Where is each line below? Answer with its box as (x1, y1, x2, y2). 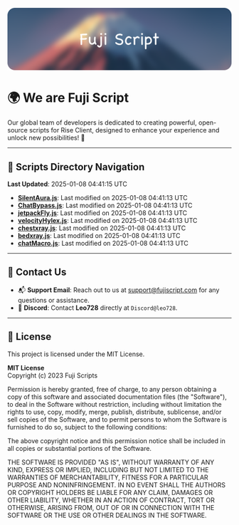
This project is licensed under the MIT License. (7, 350, 145, 358)
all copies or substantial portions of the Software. (7, 444, 152, 452)
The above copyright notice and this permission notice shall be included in (7, 436, 225, 445)
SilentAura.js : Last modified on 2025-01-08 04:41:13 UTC (17, 194, 188, 202)
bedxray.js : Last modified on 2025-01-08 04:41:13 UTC (17, 232, 181, 240)
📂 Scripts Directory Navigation (7, 161, 145, 173)
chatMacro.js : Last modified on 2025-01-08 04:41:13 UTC (17, 239, 188, 248)
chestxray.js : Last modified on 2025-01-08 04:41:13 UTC (17, 224, 186, 232)
